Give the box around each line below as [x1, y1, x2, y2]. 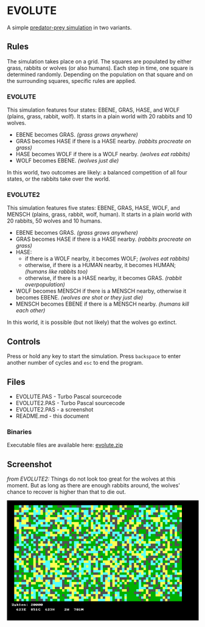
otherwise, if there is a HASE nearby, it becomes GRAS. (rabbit [24, 274, 182, 282]
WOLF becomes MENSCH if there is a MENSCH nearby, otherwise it [15, 287, 187, 295]
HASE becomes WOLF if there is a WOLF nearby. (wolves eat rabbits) [15, 151, 190, 158]
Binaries [7, 428, 32, 436]
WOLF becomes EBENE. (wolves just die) [15, 157, 119, 165]
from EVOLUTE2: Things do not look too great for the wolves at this [7, 475, 176, 482]
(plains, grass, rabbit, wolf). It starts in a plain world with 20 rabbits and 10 [7, 113, 192, 120]
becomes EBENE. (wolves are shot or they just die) [15, 294, 144, 301]
